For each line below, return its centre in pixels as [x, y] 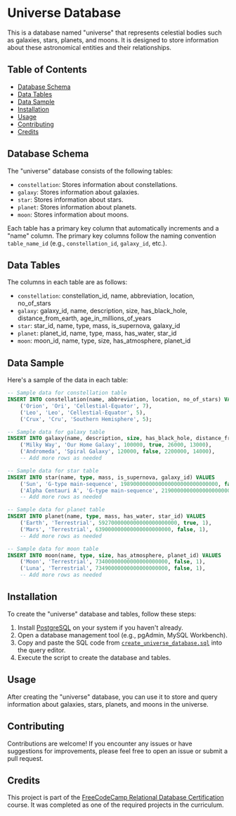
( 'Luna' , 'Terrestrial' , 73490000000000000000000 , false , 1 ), [113, 568]
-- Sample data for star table [53, 470]
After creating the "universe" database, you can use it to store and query [112, 697]
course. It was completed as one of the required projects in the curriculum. [116, 805]
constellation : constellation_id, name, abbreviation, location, [106, 296]
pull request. [25, 758]
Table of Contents [47, 69]
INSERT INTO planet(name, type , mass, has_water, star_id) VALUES [106, 516]
